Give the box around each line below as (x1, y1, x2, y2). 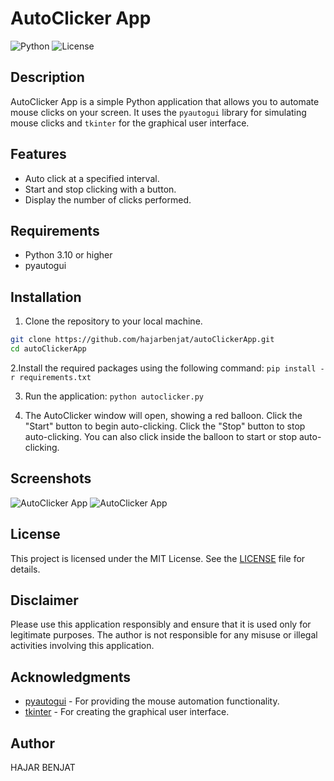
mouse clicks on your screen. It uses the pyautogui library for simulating (10, 106, 307, 118)
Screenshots (10, 470, 92, 487)
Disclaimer (10, 592, 79, 609)
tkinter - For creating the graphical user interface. (24, 706, 230, 718)
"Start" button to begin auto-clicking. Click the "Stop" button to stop (24, 420, 306, 432)
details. (10, 563, 41, 575)
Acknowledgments (10, 668, 132, 686)
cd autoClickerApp (10, 344, 87, 354)
